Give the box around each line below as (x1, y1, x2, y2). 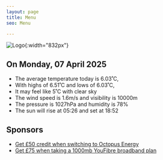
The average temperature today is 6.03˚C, (14, 75, 119, 82)
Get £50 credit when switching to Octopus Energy (14, 141, 140, 147)
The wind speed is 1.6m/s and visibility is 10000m (14, 94, 138, 102)
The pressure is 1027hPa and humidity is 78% (14, 100, 129, 108)
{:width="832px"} (25, 42, 69, 49)
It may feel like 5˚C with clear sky (14, 88, 97, 95)
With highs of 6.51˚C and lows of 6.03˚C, (14, 82, 115, 89)
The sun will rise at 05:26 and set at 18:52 (14, 107, 118, 114)
